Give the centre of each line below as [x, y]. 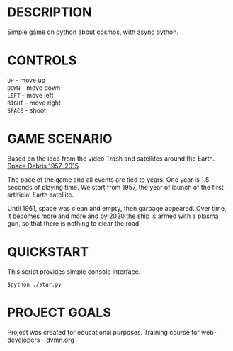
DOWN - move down [34, 87]
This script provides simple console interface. [74, 271]
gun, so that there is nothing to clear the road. [74, 223]
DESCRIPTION [50, 12]
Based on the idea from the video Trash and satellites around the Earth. [111, 158]
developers [24, 340]
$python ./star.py [34, 284]
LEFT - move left [30, 95]
